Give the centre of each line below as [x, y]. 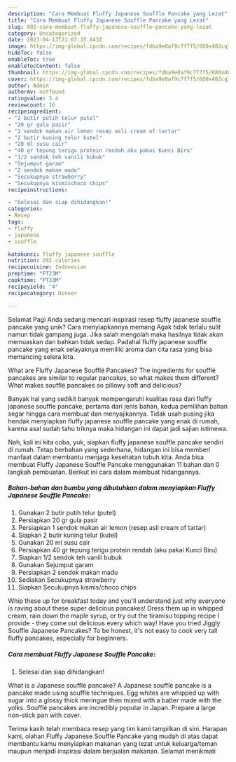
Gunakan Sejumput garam [56, 565]
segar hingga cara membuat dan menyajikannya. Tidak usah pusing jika [111, 414]
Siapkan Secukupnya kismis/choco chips [77, 587]
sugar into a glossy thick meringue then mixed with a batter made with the [115, 700]
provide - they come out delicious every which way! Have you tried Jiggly [114, 623]
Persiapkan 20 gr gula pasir [58, 520]
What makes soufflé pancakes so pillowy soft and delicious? [95, 385]
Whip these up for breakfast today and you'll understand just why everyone [117, 601]
